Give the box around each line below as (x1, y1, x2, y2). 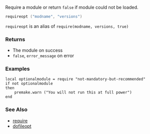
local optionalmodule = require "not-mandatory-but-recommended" (5, 77, 145, 82)
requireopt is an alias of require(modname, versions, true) (5, 23, 129, 29)
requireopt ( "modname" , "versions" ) (5, 14, 82, 19)
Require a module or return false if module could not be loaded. (5, 5, 139, 10)
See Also (5, 106, 28, 113)
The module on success (12, 48, 63, 54)
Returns (5, 35, 25, 42)
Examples (5, 65, 30, 72)
